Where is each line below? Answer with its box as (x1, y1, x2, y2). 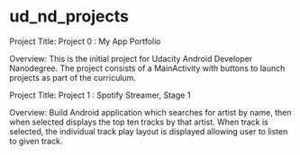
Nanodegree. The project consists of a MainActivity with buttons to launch (9, 63, 286, 73)
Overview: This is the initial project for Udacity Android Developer (9, 53, 253, 64)
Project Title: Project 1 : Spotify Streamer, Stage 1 (9, 90, 191, 100)
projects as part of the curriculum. (9, 72, 137, 82)
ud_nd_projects (9, 6, 129, 27)
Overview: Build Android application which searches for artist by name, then (9, 107, 292, 117)
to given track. (9, 135, 63, 146)
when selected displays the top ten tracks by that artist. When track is (9, 116, 268, 127)
